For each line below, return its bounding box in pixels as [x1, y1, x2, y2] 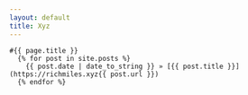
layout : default [9, 13, 70, 22]
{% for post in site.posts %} [17, 54, 131, 63]
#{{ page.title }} [9, 46, 78, 55]
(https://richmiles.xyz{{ [9, 69, 106, 79]
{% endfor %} [17, 77, 67, 86]
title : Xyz [9, 22, 51, 30]
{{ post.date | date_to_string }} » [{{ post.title [25, 62, 224, 71]
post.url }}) [109, 69, 160, 79]
